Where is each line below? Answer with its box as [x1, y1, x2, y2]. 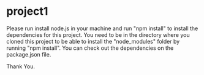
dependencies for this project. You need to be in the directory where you [6, 31, 190, 38]
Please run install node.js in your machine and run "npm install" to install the [6, 25, 198, 32]
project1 [6, 4, 48, 18]
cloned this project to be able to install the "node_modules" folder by [6, 37, 180, 45]
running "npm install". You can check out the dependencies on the [6, 44, 174, 52]
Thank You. [6, 63, 36, 70]
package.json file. [6, 50, 51, 58]
